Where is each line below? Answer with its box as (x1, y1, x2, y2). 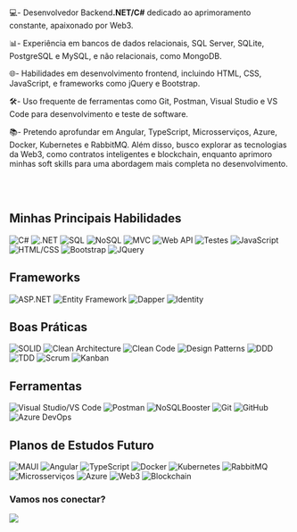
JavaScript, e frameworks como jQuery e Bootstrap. (9, 79, 201, 88)
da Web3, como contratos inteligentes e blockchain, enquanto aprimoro (9, 149, 273, 159)
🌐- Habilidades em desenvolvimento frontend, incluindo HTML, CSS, (9, 68, 262, 79)
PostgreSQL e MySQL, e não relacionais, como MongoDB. (9, 51, 222, 61)
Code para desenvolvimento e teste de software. (9, 109, 189, 119)
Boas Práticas (9, 320, 87, 335)
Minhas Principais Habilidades (9, 211, 182, 226)
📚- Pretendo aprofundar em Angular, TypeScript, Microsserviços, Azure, (9, 127, 278, 137)
